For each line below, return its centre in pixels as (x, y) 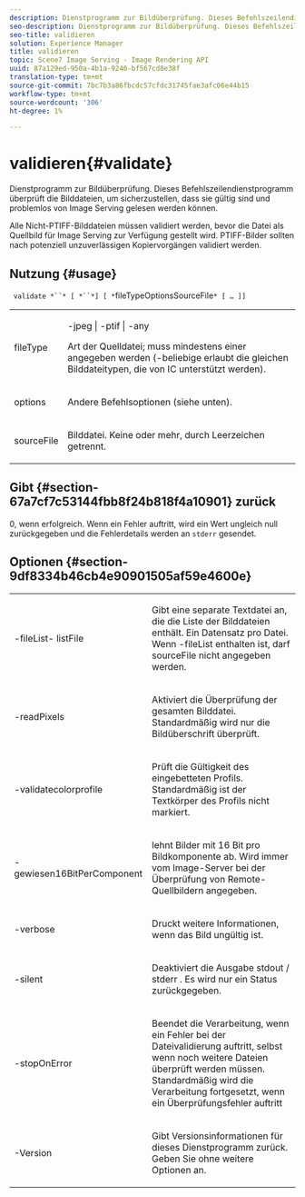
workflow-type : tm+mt (50, 94)
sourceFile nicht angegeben (211, 655)
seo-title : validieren (52, 35)
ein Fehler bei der (189, 1034)
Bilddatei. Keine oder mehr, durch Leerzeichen (166, 435)
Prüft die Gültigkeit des (200, 766)
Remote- (247, 879)
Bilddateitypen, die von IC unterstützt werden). (167, 369)
